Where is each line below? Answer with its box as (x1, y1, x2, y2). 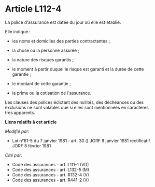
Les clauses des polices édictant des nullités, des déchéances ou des (5, 99, 144, 105)
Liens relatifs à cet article (5, 119, 57, 125)
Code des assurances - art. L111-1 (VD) (12, 161, 89, 167)
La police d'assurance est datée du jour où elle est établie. (5, 19, 121, 25)
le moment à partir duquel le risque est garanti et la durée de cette (12, 66, 144, 72)
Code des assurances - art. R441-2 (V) (12, 177, 89, 183)
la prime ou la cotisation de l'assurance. (12, 90, 92, 96)
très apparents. (5, 110, 35, 115)
